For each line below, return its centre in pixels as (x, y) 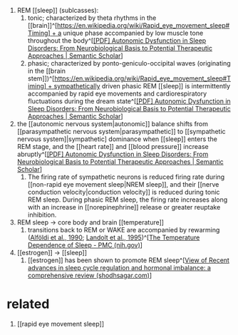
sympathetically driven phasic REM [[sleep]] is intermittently (142, 86)
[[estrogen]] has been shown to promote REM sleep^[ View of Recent (128, 260)
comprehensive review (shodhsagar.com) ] (90, 275)
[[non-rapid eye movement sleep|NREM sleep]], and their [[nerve (123, 184)
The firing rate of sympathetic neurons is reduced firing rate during (126, 177)
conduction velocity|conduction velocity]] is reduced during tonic (124, 192)
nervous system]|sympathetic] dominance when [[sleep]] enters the (117, 139)
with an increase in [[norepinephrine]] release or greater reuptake (124, 207)
